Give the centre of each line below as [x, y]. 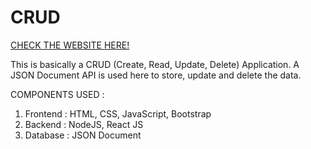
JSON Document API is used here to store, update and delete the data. [156, 75]
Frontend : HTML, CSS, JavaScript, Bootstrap [118, 113]
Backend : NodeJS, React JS [84, 124]
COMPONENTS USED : [57, 94]
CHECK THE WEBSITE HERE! [70, 45]
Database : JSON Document [83, 135]
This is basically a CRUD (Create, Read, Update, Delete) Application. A [155, 64]
